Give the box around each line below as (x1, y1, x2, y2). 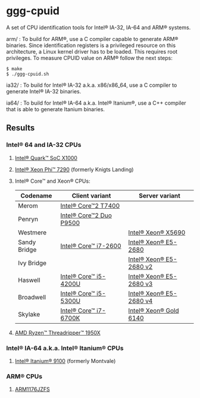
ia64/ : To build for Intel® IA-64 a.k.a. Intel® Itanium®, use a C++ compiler (6, 99, 186, 106)
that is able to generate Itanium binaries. (6, 105, 105, 112)
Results (6, 123, 35, 133)
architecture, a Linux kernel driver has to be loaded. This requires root (6, 48, 177, 55)
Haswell (17, 275, 40, 284)
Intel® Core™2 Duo (60, 211, 112, 220)
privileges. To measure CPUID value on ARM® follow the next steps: (6, 54, 173, 61)
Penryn (17, 215, 39, 223)
